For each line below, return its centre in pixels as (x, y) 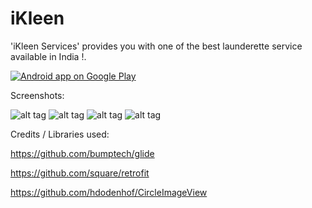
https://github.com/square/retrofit (80, 173)
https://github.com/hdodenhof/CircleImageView (109, 192)
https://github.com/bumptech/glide (82, 153)
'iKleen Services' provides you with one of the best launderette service (156, 46)
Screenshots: (37, 95)
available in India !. (48, 56)
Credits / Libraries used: (60, 134)
